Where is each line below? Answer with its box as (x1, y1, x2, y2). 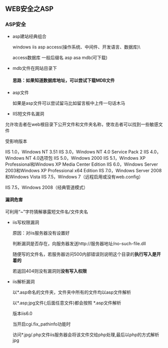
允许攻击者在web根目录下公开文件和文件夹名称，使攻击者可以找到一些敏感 (5, 121, 158, 127)
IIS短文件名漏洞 (12, 110, 44, 116)
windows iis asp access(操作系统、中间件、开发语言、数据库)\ (12, 44, 141, 50)
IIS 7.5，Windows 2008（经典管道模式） (5, 184, 88, 190)
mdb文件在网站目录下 (12, 65, 57, 71)
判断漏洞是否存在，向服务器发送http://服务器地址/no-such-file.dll (12, 241, 146, 247)
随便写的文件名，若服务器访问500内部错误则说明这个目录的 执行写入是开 (12, 251, 161, 257)
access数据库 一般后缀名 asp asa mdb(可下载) (12, 54, 107, 60)
